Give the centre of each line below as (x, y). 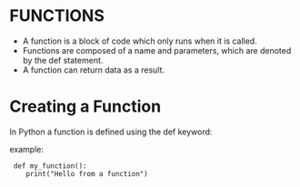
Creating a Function (85, 107)
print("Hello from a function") (87, 173)
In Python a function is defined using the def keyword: (111, 132)
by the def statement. (63, 60)
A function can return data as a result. (94, 70)
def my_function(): (50, 166)
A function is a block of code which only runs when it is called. (140, 41)
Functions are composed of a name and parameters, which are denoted (157, 50)
